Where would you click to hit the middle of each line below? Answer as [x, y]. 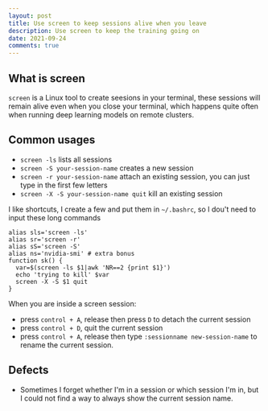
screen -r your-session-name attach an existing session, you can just [135, 176]
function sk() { [35, 261]
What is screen [47, 78]
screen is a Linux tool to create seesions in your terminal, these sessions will [134, 97]
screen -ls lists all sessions [66, 159]
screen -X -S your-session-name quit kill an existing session [121, 193]
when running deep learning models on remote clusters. [101, 114]
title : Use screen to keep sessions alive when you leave [107, 23]
